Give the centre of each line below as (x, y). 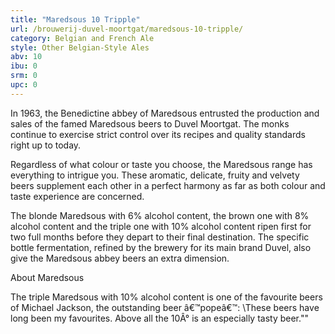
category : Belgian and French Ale (82, 38)
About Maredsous (47, 277)
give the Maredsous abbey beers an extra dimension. (120, 258)
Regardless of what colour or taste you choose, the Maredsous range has (161, 164)
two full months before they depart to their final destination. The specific (160, 237)
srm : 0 (24, 76)
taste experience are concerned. (77, 196)
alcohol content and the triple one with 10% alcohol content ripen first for (161, 226)
